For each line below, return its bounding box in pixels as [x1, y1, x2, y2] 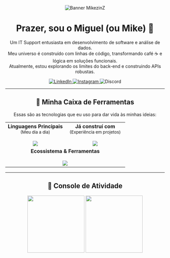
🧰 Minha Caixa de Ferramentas [35, 98, 135, 107]
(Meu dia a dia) [20, 129, 51, 135]
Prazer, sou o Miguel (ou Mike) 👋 [16, 23, 154, 34]
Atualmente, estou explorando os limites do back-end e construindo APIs [9, 63, 161, 69]
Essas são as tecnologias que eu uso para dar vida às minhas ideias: [13, 111, 157, 117]
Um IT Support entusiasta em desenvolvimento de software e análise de [10, 39, 160, 45]
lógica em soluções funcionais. [53, 57, 117, 63]
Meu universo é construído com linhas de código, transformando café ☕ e [8, 50, 162, 56]
